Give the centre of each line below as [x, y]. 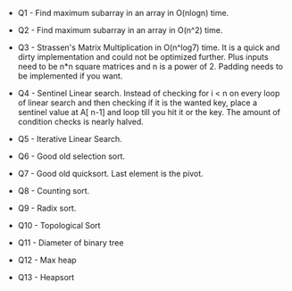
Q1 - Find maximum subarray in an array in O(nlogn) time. [123, 13]
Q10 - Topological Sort [59, 225]
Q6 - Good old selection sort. [71, 156]
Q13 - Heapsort [46, 277]
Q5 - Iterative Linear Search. [70, 139]
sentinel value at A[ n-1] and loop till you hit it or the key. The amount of [149, 112]
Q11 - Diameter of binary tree [71, 243]
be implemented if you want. [70, 76]
